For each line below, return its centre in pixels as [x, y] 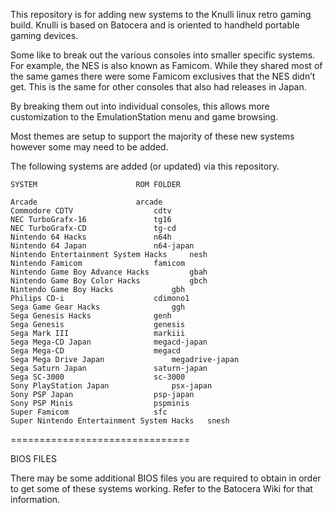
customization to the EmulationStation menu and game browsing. [144, 117]
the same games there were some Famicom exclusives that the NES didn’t [163, 76]
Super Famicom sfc [89, 412]
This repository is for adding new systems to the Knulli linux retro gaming [161, 14]
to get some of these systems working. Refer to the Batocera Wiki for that [161, 488]
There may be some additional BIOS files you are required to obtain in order [166, 478]
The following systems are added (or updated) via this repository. [145, 166]
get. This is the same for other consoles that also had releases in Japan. [158, 87]
